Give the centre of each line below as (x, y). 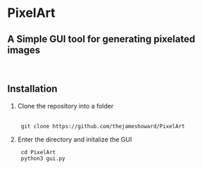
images (24, 50)
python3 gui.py (43, 158)
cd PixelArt (38, 152)
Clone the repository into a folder (65, 106)
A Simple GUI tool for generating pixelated (101, 39)
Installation (32, 89)
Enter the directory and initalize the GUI (75, 139)
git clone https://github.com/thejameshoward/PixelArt (103, 126)
